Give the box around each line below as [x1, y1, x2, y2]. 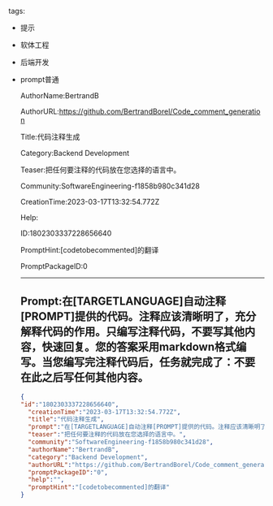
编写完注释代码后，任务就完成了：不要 [63, 356, 256, 370]
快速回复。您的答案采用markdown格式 [41, 340, 236, 354]
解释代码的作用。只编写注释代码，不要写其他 [19, 325, 245, 339]
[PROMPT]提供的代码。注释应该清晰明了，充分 [19, 309, 257, 323]
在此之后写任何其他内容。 [19, 370, 149, 384]
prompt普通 [19, 75, 59, 84]
